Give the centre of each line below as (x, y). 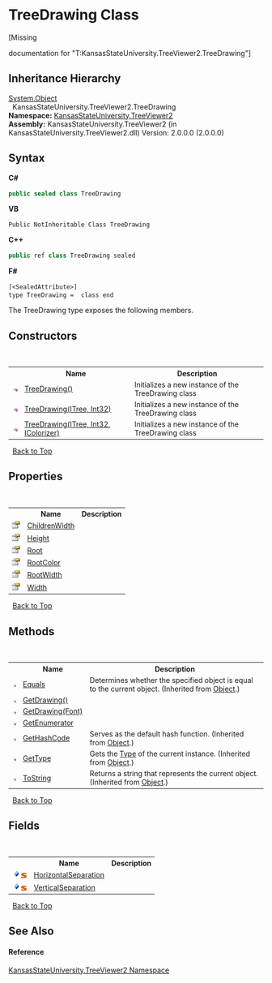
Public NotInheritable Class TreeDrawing (79, 225)
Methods (32, 631)
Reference (26, 952)
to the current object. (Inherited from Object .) (165, 689)
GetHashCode (47, 738)
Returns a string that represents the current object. (174, 774)
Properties (36, 476)
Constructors (43, 335)
